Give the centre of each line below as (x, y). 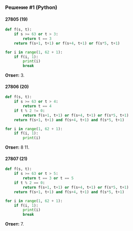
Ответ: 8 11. (17, 147)
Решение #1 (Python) (31, 7)
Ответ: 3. (15, 75)
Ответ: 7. (15, 224)
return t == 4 (37, 106)
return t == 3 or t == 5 (48, 178)
